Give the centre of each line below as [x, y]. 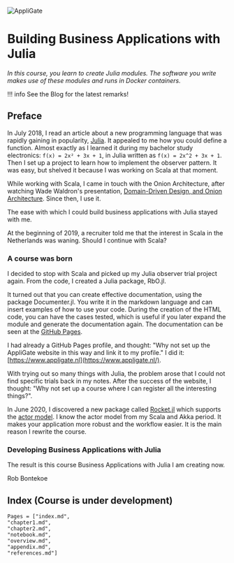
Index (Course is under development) [90, 500]
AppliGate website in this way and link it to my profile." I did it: [96, 353]
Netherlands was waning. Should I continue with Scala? [87, 240]
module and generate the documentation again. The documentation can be [115, 324]
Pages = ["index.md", [39, 517]
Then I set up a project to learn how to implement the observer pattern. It [112, 162]
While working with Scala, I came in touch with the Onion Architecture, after [116, 183]
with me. [20, 219]
